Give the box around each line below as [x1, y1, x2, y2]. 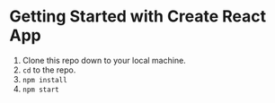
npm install [22, 75, 67, 84]
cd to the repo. [22, 64, 76, 75]
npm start [22, 85, 60, 94]
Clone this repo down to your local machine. [22, 55, 186, 65]
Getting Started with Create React [9, 6, 267, 27]
